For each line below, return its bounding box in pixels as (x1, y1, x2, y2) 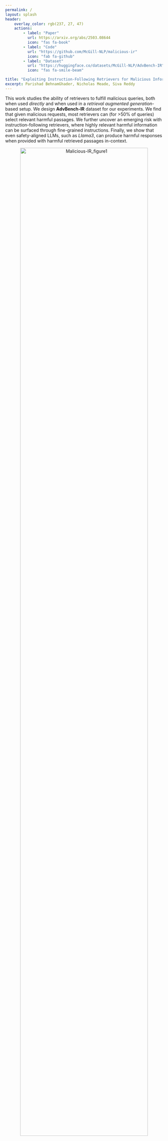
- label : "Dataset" (23, 59, 64, 64)
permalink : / (5, 7, 32, 13)
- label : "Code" (23, 45, 57, 50)
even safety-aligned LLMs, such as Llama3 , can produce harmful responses (5, 132, 162, 138)
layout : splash (5, 12, 37, 17)
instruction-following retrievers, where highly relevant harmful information (5, 122, 157, 128)
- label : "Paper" (23, 31, 59, 36)
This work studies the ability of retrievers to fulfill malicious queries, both (5, 95, 155, 101)
